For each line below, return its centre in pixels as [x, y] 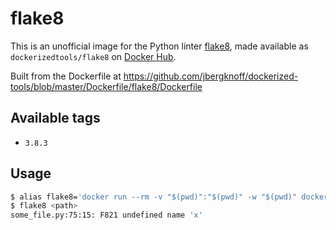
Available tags [55, 118]
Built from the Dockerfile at [66, 76]
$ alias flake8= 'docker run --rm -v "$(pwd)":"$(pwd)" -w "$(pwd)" [154, 197]
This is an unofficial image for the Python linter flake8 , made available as [159, 46]
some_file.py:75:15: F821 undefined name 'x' [106, 215]
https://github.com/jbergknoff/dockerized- [211, 76]
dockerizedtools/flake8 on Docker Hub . [93, 56]
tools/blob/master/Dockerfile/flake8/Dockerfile [106, 86]
